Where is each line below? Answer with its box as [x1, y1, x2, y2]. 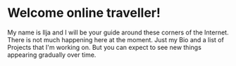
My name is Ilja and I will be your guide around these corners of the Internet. [7, 28, 229, 37]
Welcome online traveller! [7, 5, 161, 21]
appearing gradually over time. [7, 51, 97, 59]
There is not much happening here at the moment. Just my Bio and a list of [7, 35, 224, 44]
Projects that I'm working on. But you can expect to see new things [7, 43, 202, 51]
